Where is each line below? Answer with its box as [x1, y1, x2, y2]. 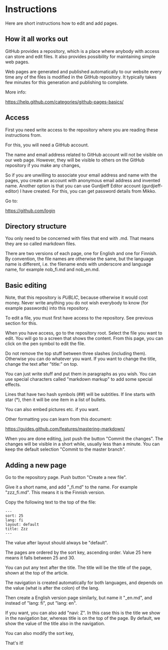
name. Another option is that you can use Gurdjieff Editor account [5, 183, 141, 189]
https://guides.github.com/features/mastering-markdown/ [5, 426, 125, 432]
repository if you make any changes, [5, 162, 81, 168]
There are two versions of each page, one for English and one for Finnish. [5, 251, 157, 257]
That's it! [5, 640, 24, 646]
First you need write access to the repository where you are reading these [5, 127, 158, 133]
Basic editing [5, 281, 47, 290]
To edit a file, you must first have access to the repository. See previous [5, 315, 153, 321]
